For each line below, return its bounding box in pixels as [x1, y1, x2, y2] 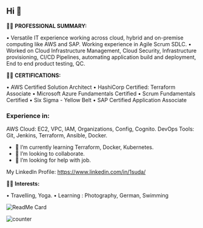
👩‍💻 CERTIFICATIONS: [6, 71, 61, 79]
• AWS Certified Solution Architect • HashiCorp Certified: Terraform [6, 83, 176, 91]
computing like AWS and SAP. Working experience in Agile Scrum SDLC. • [6, 40, 192, 47]
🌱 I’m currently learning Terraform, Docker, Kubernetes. [15, 143, 154, 151]
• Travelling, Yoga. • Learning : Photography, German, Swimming [6, 192, 168, 199]
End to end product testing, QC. [6, 60, 86, 67]
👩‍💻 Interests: [6, 180, 40, 187]
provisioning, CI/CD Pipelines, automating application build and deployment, [6, 53, 196, 61]
